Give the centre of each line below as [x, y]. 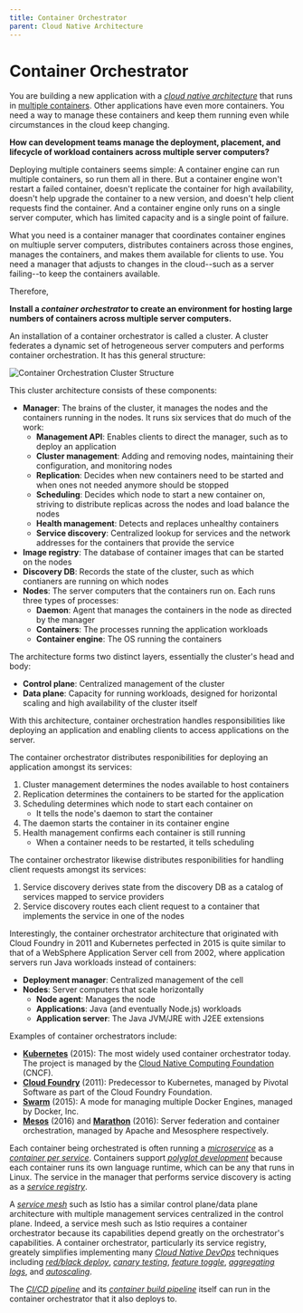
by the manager [65, 620]
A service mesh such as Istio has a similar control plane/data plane [133, 1204]
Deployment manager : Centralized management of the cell [133, 980]
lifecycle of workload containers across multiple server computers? [139, 152]
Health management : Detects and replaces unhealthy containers [157, 524]
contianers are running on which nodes [95, 582]
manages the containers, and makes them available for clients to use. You [147, 255]
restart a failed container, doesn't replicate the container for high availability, [151, 189]
